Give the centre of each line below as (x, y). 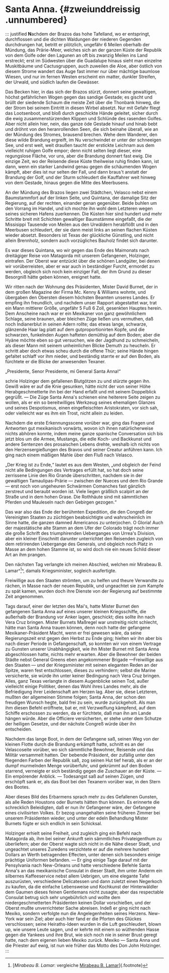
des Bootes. (18, 787)
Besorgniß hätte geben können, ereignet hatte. (54, 277)
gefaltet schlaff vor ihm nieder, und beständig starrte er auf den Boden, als (82, 356)
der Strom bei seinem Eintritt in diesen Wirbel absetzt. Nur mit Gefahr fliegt (83, 108)
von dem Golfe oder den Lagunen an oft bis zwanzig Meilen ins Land (76, 55)
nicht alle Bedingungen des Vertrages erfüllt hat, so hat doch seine (74, 470)
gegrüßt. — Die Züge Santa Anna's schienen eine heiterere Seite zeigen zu (83, 397)
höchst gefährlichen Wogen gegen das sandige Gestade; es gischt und (79, 97)
